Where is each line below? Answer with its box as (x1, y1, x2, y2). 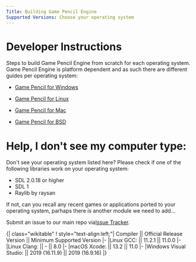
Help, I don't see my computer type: (6, 139, 187, 152)
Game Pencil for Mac (14, 107, 67, 114)
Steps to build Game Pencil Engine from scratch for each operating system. (6, 60, 191, 67)
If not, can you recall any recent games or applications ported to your (6, 201, 176, 208)
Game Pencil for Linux (14, 95, 69, 102)
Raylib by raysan (14, 189, 56, 196)
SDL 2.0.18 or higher (14, 177, 65, 184)
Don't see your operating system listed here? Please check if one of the (6, 159, 181, 166)
